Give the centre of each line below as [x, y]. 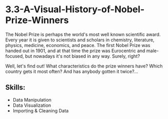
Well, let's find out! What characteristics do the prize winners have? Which [84, 66]
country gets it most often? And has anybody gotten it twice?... [72, 71]
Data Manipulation [32, 100]
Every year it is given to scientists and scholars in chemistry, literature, [80, 40]
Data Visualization [32, 105]
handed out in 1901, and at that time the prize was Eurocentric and [75, 51]
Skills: [15, 88]
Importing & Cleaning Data [41, 110]
